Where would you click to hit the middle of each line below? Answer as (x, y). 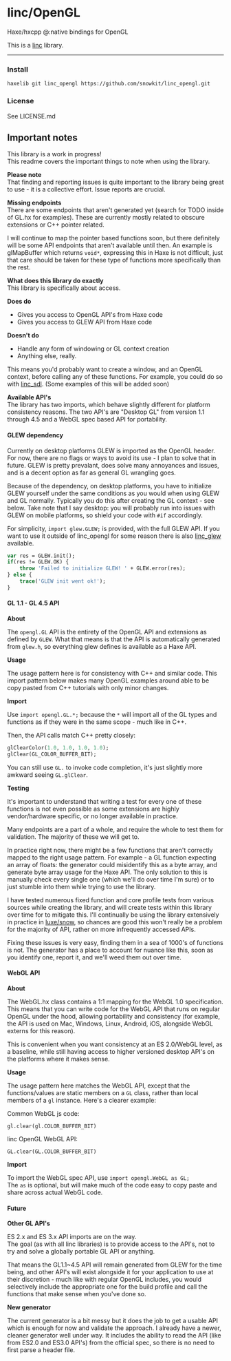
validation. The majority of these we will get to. (73, 837)
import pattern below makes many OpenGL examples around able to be (108, 680)
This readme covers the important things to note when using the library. (109, 162)
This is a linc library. (35, 45)
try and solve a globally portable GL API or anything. (81, 1251)
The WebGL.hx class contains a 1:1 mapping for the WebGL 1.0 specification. (115, 1001)
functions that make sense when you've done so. (77, 1294)
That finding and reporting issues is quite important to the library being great (116, 182)
